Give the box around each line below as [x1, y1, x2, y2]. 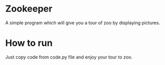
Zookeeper [5, 3, 52, 15]
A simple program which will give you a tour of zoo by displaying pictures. [5, 20, 160, 26]
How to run [5, 37, 53, 49]
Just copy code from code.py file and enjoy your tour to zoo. [5, 54, 133, 60]
